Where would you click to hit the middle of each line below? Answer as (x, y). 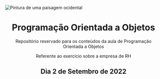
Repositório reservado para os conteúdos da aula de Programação (83, 41)
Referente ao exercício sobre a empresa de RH (83, 56)
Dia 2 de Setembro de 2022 (83, 72)
